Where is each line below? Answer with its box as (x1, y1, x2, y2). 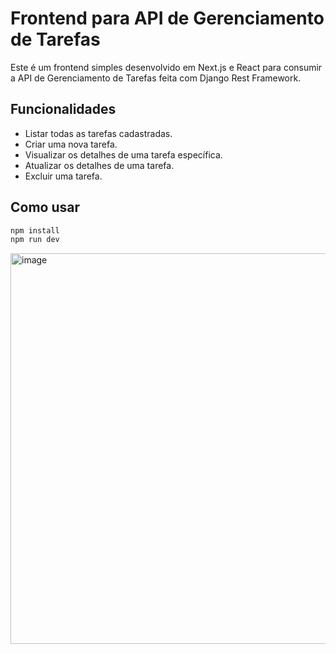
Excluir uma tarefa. (24, 170, 103, 182)
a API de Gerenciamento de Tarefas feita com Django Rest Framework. (10, 72, 302, 84)
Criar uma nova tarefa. (24, 138, 118, 150)
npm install (10, 225, 60, 236)
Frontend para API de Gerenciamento (10, 7, 325, 30)
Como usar (10, 199, 81, 216)
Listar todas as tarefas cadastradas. (24, 127, 173, 139)
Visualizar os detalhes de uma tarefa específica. (24, 148, 223, 161)
